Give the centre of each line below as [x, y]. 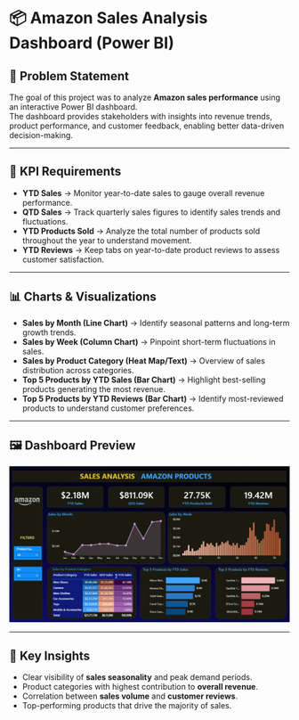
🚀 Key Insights [50, 655]
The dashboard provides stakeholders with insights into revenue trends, [141, 116]
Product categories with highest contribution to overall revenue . [140, 687]
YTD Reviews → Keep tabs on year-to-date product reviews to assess [151, 250]
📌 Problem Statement [69, 76]
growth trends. [49, 332]
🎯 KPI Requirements [65, 172]
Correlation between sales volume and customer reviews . [130, 696]
